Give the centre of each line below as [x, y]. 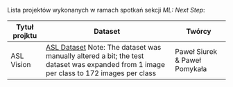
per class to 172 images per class [101, 73]
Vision [21, 65]
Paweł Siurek [196, 51]
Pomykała [191, 69]
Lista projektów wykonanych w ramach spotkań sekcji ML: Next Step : [106, 10]
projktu [25, 36]
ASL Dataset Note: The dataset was [103, 47]
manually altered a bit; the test [95, 56]
